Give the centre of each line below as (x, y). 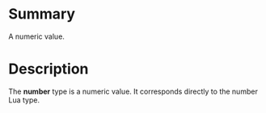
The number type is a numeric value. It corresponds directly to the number (133, 91)
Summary (42, 14)
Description (49, 69)
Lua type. (24, 100)
